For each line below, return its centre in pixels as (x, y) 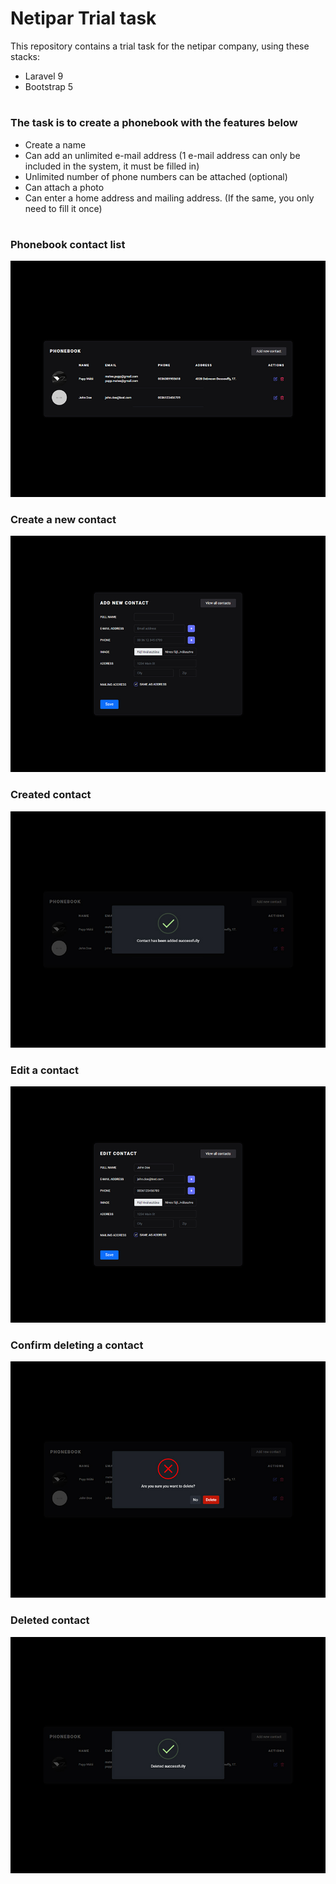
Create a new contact (63, 519)
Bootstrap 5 (49, 86)
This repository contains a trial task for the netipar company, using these (160, 46)
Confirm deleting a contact (77, 1345)
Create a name (55, 144)
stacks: (25, 56)
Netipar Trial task (83, 18)
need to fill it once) (63, 208)
